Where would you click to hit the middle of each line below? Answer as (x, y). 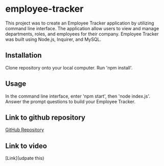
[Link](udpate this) (25, 158)
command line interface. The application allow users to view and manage (82, 28)
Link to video (26, 146)
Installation (24, 55)
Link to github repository (45, 117)
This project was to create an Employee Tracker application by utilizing (80, 23)
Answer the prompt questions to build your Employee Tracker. (70, 101)
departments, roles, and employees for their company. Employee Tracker (82, 34)
